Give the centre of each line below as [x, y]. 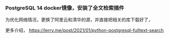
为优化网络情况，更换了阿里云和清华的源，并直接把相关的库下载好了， [79, 20]
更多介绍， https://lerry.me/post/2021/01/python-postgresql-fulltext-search [84, 30]
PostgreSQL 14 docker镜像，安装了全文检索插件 [65, 7]
